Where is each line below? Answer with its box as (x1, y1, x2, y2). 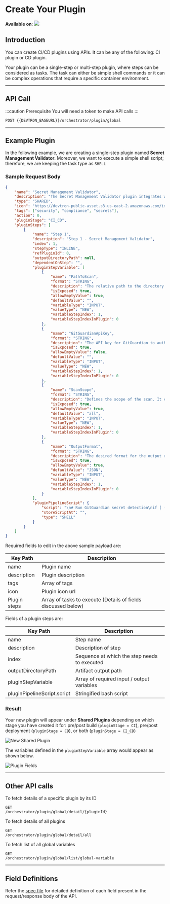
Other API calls (5, 782, 54, 790)
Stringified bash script (75, 690, 128, 697)
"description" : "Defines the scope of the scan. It (50, 397, 162, 402)
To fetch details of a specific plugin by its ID (5, 795, 97, 802)
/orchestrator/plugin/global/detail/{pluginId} (5, 810, 108, 815)
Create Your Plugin (5, 4, 86, 15)
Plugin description (41, 571, 85, 578)
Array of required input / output (75, 675, 150, 682)
